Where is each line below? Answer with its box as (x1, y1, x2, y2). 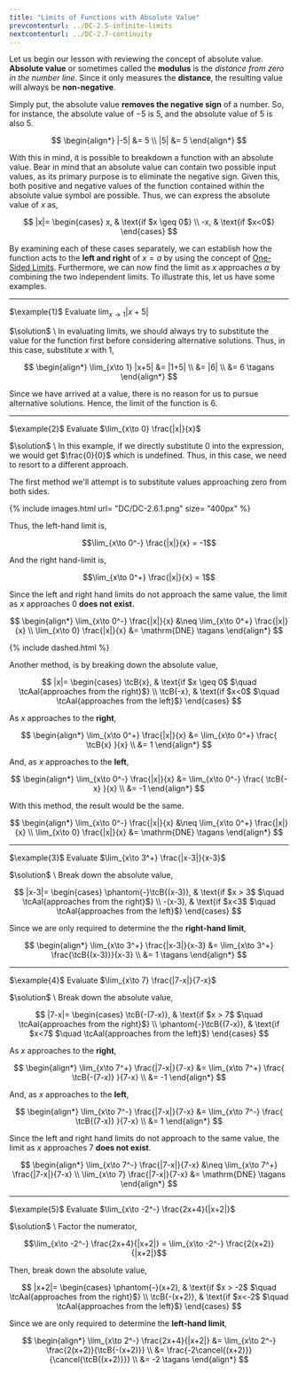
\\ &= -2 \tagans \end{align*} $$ (132, 1354, 249, 1365)
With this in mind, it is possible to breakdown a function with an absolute (9, 153, 274, 163)
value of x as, (9, 200, 59, 210)
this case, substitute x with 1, (9, 345, 115, 356)
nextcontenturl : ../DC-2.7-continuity (9, 29, 153, 38)
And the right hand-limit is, (9, 555, 106, 566)
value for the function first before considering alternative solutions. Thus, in (9, 335, 286, 346)
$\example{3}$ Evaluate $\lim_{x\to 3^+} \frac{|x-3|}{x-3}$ (9, 852, 226, 863)
